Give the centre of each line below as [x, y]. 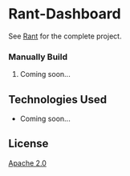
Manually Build [38, 57]
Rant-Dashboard [65, 14]
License [28, 144]
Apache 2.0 [27, 163]
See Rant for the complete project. [65, 36]
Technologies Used [57, 100]
